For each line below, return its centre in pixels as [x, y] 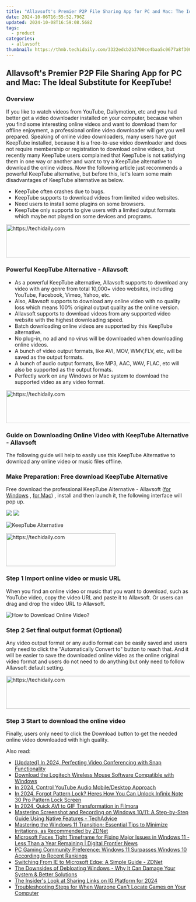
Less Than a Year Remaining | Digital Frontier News [76, 843]
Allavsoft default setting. [35, 667]
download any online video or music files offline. [64, 462]
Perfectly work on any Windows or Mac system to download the [92, 376]
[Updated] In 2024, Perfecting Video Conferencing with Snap [88, 763]
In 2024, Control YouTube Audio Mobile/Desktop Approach [85, 787]
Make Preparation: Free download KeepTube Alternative [87, 476]
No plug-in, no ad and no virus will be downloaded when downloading [99, 338]
